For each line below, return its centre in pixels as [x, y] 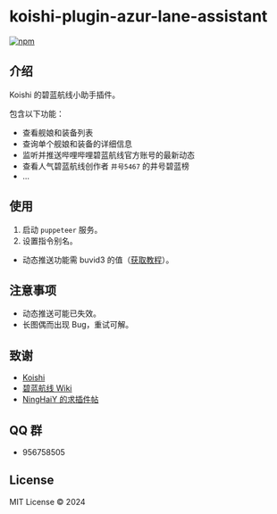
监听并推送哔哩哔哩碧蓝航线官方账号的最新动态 [108, 154]
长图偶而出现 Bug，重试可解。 [78, 325]
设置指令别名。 [50, 240]
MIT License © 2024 [48, 502]
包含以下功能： [37, 113]
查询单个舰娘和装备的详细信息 [77, 144]
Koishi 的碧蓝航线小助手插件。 [65, 95]
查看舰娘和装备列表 [58, 132]
